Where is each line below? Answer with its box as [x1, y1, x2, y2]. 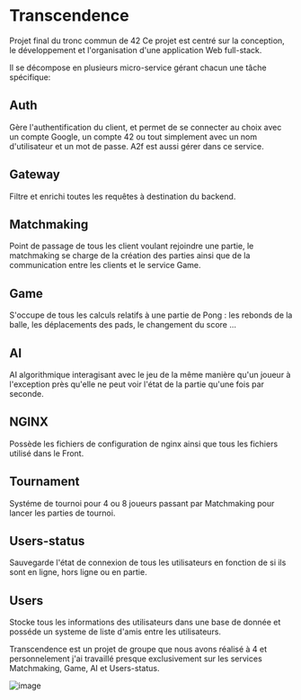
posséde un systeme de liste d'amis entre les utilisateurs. [9, 626, 222, 637]
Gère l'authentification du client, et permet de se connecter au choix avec [9, 121, 282, 132]
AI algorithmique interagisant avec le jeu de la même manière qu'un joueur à [9, 370, 291, 380]
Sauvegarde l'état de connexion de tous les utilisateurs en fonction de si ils [9, 557, 287, 568]
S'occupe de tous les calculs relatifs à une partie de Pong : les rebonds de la [9, 310, 293, 320]
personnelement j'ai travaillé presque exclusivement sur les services [9, 653, 262, 664]
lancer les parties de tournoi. [9, 507, 116, 518]
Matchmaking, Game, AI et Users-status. [9, 663, 160, 674]
